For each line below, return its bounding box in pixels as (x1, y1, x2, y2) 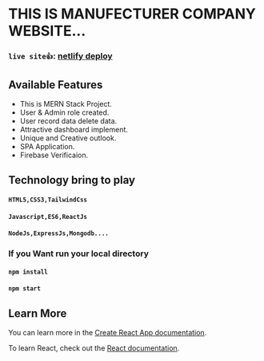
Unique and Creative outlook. (19, 133, 117, 143)
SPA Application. (19, 141, 75, 151)
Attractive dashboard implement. (19, 124, 128, 134)
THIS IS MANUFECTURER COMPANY (8, 5, 256, 23)
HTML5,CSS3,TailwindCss (8, 196, 88, 204)
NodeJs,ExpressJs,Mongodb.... (8, 229, 110, 237)
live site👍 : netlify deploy (8, 51, 114, 62)
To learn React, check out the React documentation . (8, 343, 180, 353)
